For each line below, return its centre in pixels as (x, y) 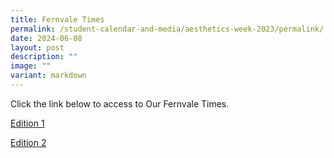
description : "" (44, 57)
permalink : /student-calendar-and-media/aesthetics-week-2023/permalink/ (167, 29)
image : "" (31, 66)
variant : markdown (48, 76)
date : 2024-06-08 (46, 38)
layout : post (37, 47)
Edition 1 (27, 123)
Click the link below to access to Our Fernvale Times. (120, 103)
